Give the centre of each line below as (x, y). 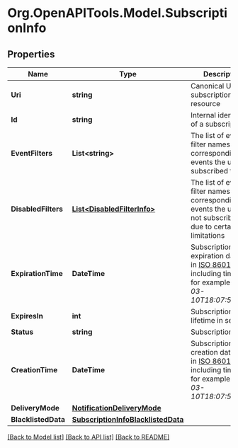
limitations (208, 235)
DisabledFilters (37, 209)
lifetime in (207, 320)
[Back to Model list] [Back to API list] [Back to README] (89, 437)
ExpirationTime (37, 274)
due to (202, 226)
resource (206, 104)
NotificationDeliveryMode (117, 408)
